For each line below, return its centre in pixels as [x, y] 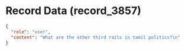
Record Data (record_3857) [73, 11]
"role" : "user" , [31, 32]
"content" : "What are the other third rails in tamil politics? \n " [96, 37]
